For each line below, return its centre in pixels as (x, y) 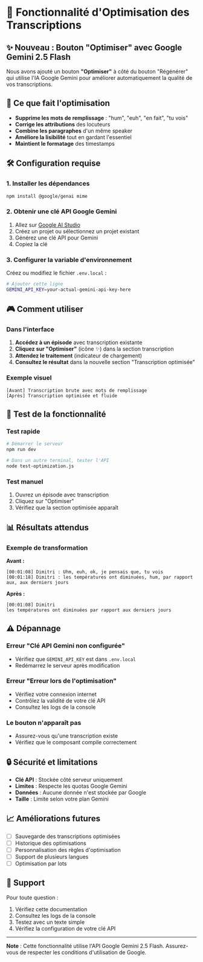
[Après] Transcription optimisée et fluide (62, 395)
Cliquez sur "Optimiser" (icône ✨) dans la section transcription (94, 349)
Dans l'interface (30, 330)
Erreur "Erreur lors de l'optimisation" (61, 681)
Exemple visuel (29, 378)
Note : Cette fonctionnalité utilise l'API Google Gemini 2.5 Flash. (85, 946)
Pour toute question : (32, 897)
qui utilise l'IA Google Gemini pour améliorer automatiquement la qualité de (99, 78)
